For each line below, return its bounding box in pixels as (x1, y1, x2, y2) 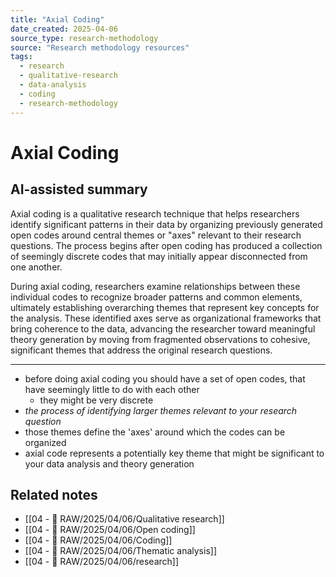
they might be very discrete (39, 394, 154, 406)
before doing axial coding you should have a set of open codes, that (24, 372, 306, 385)
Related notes (10, 486, 98, 503)
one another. (10, 261, 63, 273)
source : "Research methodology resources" (10, 42, 190, 53)
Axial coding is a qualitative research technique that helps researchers (10, 207, 300, 220)
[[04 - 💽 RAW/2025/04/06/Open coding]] (24, 524, 196, 536)
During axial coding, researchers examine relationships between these (10, 280, 301, 292)
